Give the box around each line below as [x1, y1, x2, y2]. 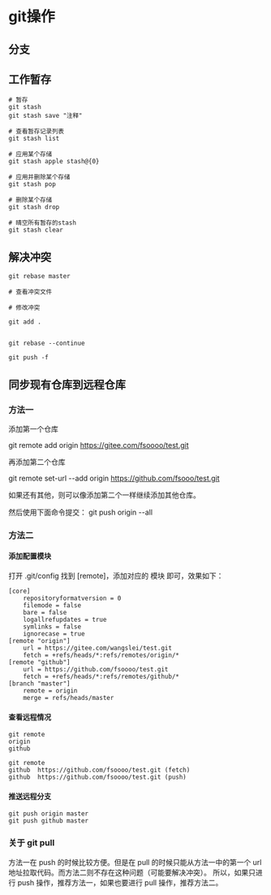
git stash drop [8, 203, 60, 211]
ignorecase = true [23, 630, 85, 638]
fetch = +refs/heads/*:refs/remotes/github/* [23, 672, 180, 681]
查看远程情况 [8, 712, 51, 722]
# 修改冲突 [8, 304, 41, 312]
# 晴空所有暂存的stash [8, 219, 77, 228]
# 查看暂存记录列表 [8, 128, 65, 136]
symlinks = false [23, 623, 82, 631]
